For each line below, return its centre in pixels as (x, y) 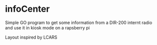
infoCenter (27, 9)
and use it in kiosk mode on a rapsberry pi (47, 27)
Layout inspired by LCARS (31, 37)
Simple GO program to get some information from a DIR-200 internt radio (79, 22)
